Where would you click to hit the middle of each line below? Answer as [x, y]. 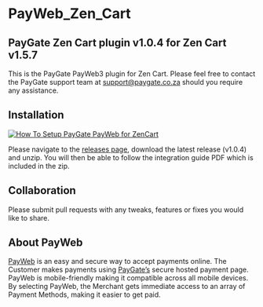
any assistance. [33, 90]
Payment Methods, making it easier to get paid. [84, 294]
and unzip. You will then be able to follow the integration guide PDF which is [131, 157]
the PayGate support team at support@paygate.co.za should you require [126, 82]
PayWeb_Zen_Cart [69, 14]
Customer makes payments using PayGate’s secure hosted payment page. [128, 270]
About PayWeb [46, 243]
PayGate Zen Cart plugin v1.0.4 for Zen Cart [117, 43]
